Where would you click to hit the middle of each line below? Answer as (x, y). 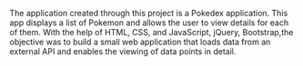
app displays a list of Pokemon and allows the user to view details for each (149, 23)
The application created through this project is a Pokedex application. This (149, 13)
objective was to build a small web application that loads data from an (140, 42)
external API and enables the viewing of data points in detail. (123, 52)
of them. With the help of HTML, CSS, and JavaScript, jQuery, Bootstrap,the (151, 32)
